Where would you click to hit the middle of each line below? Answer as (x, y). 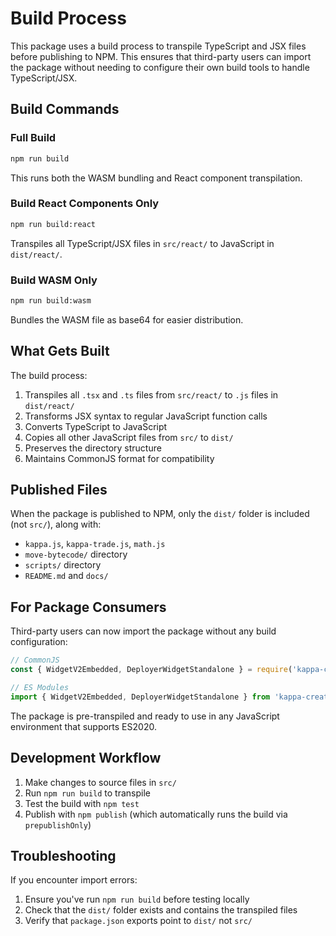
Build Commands (65, 109)
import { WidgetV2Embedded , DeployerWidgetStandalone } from (140, 697)
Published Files (59, 490)
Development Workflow (86, 758)
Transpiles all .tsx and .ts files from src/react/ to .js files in (151, 394)
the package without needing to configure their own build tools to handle (160, 67)
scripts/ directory (63, 565)
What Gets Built (60, 351)
